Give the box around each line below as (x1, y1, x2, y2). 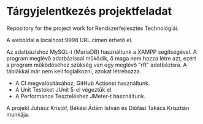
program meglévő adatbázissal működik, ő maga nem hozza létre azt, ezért (6, 54, 196, 62)
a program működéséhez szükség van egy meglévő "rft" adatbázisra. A (6, 61, 187, 68)
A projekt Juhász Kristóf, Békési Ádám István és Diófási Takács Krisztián (6, 104, 190, 111)
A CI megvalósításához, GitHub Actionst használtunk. (15, 79, 150, 87)
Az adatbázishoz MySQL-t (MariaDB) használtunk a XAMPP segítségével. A (6, 48, 197, 56)
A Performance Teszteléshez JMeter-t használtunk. (15, 92, 146, 100)
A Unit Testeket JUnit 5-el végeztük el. (15, 86, 113, 93)
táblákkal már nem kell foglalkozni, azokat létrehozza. (6, 67, 142, 75)
